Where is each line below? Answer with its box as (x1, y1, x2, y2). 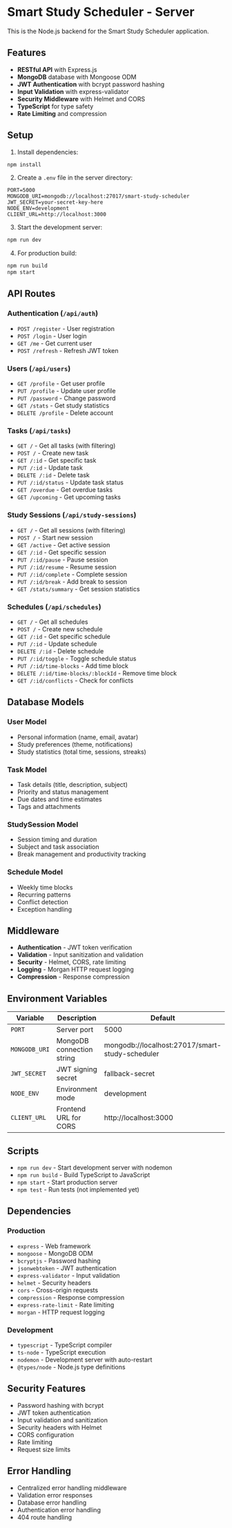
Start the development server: (17, 223, 103, 231)
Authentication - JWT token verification (17, 944, 133, 952)
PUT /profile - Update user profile (17, 387, 116, 395)
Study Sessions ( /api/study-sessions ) (7, 510, 137, 520)
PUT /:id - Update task (17, 464, 83, 472)
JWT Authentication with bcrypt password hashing (17, 80, 165, 88)
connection (56, 1044, 93, 1054)
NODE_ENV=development (7, 205, 70, 212)
